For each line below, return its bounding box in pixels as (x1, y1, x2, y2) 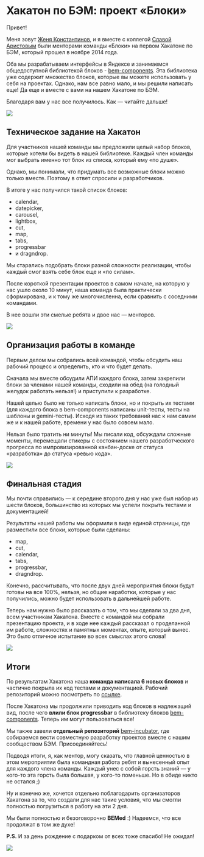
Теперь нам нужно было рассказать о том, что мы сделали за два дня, (6, 607, 192, 614)
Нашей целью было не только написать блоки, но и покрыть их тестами (6, 399, 195, 407)
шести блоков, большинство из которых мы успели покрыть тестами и (6, 502, 192, 509)
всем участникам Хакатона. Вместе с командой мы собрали (6, 613, 165, 621)
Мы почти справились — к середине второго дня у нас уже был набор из (6, 495, 199, 502)
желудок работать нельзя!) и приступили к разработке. (6, 387, 151, 394)
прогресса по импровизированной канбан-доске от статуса (6, 443, 164, 450)
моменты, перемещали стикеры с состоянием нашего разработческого (6, 436, 195, 444)
